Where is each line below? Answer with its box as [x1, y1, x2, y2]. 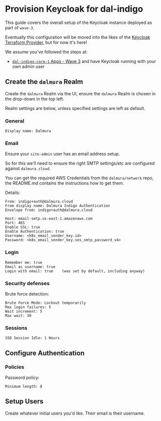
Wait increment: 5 [5, 309, 42, 314]
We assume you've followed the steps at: [5, 49, 88, 55]
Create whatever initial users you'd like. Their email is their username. [5, 410, 145, 416]
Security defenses [5, 280, 50, 287]
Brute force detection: [5, 291, 49, 296]
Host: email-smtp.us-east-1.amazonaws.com [5, 216, 93, 221]
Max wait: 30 [5, 313, 32, 318]
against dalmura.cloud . [5, 166, 51, 171]
